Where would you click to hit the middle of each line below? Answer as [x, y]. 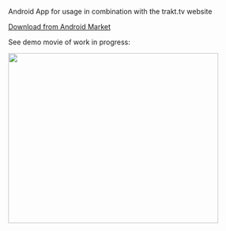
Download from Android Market [60, 27]
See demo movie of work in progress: [69, 42]
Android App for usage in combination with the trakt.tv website [110, 11]
